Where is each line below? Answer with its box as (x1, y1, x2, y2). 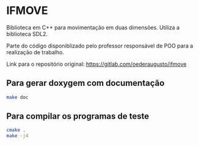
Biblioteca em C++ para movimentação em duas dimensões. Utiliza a (6, 24, 180, 31)
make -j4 (6, 133, 29, 139)
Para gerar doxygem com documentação (6, 78, 165, 88)
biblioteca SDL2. (6, 30, 48, 37)
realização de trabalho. (6, 48, 64, 55)
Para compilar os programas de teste (6, 111, 150, 122)
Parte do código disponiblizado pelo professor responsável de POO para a (6, 42, 194, 49)
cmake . (6, 127, 26, 133)
